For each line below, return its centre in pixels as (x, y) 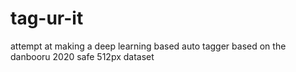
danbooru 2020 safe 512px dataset (82, 56)
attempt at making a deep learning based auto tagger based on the (148, 46)
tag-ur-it (47, 18)
